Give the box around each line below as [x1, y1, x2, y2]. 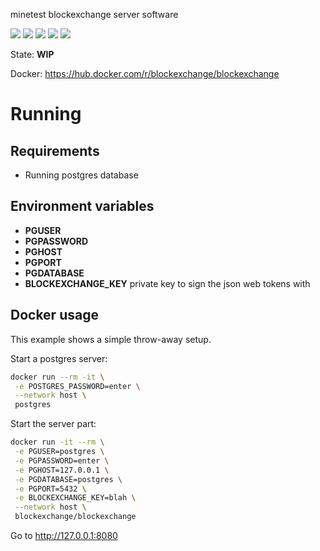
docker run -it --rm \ [10, 437, 105, 448]
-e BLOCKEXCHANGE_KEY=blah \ [14, 493, 137, 503]
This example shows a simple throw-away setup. [10, 333, 212, 345]
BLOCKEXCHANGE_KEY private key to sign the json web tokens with [24, 277, 311, 289]
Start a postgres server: [10, 352, 108, 364]
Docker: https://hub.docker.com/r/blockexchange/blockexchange [10, 68, 280, 79]
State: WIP [10, 49, 55, 60]
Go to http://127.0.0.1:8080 [10, 530, 118, 541]
